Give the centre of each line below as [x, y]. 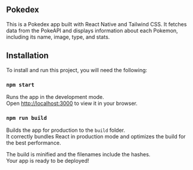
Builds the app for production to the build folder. [66, 130]
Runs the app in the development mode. [55, 97]
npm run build [27, 118]
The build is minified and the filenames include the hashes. [78, 154]
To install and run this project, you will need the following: [77, 70]
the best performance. [34, 143]
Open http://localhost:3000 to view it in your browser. [72, 103]
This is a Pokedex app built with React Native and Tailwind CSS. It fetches [96, 24]
